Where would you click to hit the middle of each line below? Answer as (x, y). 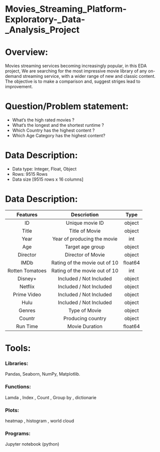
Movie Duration (85, 326)
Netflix (27, 286)
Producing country (85, 318)
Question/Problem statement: (67, 107)
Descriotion (85, 214)
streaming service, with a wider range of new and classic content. (89, 76)
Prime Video (27, 294)
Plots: (12, 410)
